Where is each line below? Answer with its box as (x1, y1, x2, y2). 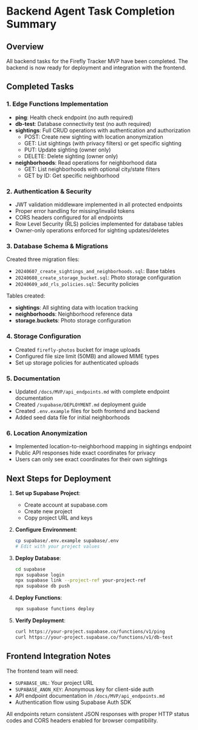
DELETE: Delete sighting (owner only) (24, 152, 118, 159)
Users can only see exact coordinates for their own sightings (15, 456, 168, 463)
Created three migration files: (6, 255, 80, 263)
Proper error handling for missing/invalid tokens (15, 207, 135, 214)
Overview (6, 41, 44, 52)
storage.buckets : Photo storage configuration (15, 317, 131, 324)
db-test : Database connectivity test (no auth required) (15, 120, 152, 127)
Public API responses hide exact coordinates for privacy (15, 449, 156, 457)
